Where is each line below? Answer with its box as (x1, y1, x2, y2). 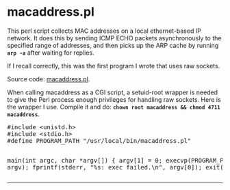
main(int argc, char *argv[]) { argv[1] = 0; (7, 157, 163, 164)
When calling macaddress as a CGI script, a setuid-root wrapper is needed (7, 88, 218, 96)
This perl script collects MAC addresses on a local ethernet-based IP (7, 27, 202, 35)
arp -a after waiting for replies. (7, 49, 94, 57)
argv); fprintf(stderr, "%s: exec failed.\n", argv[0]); (7, 163, 203, 171)
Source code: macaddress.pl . (7, 74, 90, 83)
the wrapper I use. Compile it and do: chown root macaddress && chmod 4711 (7, 103, 220, 111)
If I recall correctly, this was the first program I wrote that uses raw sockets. (7, 62, 220, 70)
